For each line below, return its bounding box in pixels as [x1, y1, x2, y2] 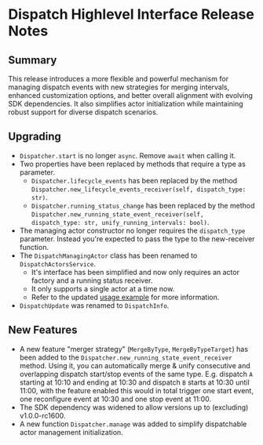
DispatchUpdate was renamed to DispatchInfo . [19, 300, 170, 310]
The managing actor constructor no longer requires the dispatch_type [19, 226, 246, 235]
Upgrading [8, 130, 61, 143]
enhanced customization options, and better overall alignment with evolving [8, 91, 254, 99]
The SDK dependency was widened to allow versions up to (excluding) [19, 402, 249, 412]
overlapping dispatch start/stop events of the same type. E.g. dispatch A [19, 369, 254, 378]
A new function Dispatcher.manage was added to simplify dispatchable [19, 419, 247, 429]
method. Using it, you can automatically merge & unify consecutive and [19, 360, 250, 370]
